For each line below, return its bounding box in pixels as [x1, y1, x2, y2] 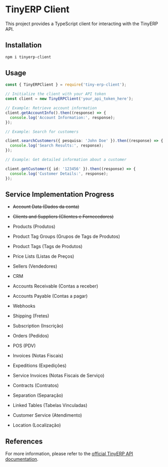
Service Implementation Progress [5, 190, 114, 198]
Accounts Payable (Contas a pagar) [12, 293, 88, 299]
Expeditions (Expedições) [12, 362, 67, 369]
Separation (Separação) [12, 392, 63, 398]
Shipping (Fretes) [12, 313, 50, 319]
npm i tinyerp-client [5, 54, 52, 59]
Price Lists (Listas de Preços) [12, 253, 75, 259]
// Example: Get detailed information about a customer [5, 157, 127, 163]
